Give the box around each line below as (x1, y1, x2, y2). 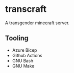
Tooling (5, 34, 28, 42)
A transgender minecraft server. (5, 20, 70, 26)
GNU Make (12, 63, 35, 69)
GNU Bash (12, 58, 33, 64)
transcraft (5, 3, 47, 15)
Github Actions (12, 52, 43, 58)
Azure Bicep (12, 47, 37, 53)
